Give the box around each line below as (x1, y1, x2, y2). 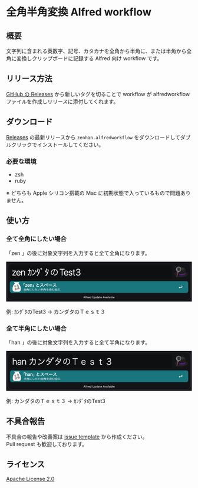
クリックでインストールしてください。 (11, 141, 104, 148)
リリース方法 (6, 74, 52, 84)
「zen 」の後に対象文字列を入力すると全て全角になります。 (6, 249, 150, 257)
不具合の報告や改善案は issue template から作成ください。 (6, 433, 148, 440)
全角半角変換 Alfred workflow (6, 5, 151, 19)
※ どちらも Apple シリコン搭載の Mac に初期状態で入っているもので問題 (6, 189, 181, 196)
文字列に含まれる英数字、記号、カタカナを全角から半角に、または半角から (6, 48, 187, 54)
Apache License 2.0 (6, 476, 55, 483)
